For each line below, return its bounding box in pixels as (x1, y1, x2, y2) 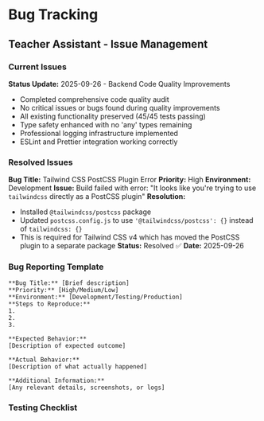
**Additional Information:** (8, 376, 105, 385)
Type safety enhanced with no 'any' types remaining (19, 119, 192, 129)
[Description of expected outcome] (8, 342, 126, 350)
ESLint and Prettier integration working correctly (19, 137, 178, 146)
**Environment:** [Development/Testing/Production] (8, 293, 183, 302)
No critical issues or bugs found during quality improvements (19, 103, 220, 112)
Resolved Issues (8, 157, 73, 168)
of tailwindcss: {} (19, 224, 83, 234)
